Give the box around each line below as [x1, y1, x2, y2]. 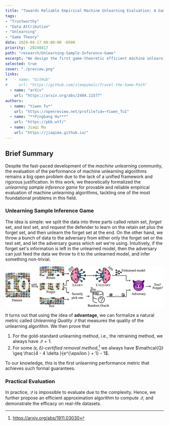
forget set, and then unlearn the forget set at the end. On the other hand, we [5, 229, 163, 235]
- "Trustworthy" [5, 19, 39, 24]
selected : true [5, 61, 37, 66]
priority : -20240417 [5, 45, 49, 50]
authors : [5, 98, 24, 103]
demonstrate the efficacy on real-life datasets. [5, 400, 102, 406]
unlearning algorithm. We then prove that [5, 323, 91, 329]
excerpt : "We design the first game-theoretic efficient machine [5, 56, 145, 61]
